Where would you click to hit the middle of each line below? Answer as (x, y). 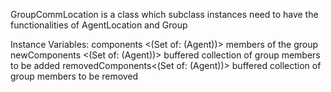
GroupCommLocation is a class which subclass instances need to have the (164, 14)
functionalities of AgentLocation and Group (99, 25)
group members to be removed (74, 76)
